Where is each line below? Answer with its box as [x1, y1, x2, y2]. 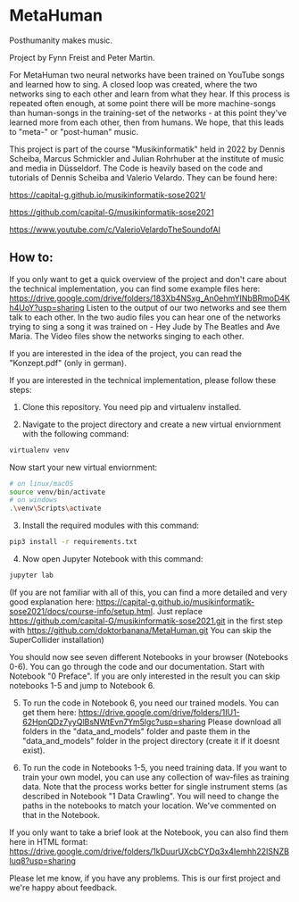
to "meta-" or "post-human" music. [9, 126, 139, 137]
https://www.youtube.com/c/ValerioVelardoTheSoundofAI [9, 224, 221, 235]
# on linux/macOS [9, 479, 74, 488]
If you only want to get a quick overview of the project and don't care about [9, 273, 287, 284]
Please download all [207, 716, 282, 727]
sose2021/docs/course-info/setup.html [9, 606, 154, 616]
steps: [9, 384, 32, 395]
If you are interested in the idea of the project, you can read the [9, 347, 243, 358]
